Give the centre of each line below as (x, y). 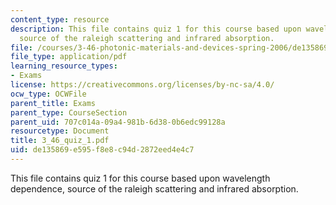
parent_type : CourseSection (69, 112)
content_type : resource (60, 19)
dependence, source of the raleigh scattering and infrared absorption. (154, 188)
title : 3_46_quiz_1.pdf (60, 141)
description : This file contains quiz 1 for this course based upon (156, 29)
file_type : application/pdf (69, 57)
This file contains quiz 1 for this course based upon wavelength (140, 178)
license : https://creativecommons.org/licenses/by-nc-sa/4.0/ (142, 85)
